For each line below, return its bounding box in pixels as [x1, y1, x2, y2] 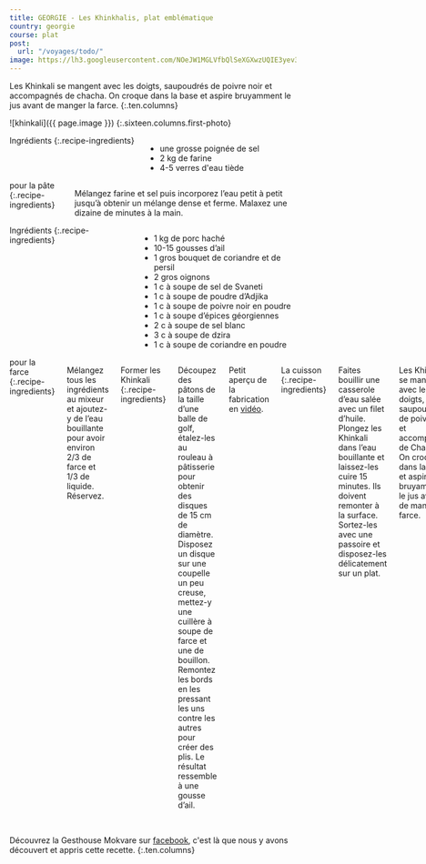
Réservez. [66, 490, 105, 501]
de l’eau [73, 413, 103, 424]
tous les [66, 375, 97, 385]
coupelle [177, 568, 211, 578]
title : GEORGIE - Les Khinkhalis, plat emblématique [9, 13, 214, 23]
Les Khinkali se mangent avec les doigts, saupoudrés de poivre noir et [9, 81, 273, 91]
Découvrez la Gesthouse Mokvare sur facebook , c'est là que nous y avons [9, 835, 289, 846]
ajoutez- [76, 404, 107, 414]
